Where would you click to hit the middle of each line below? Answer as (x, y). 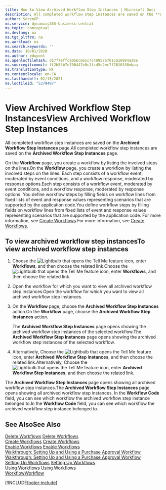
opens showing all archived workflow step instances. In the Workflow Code (82, 393)
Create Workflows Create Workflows (42, 441)
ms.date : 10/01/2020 (26, 51)
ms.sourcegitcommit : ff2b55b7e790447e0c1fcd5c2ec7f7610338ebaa (72, 65)
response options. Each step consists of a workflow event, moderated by (79, 184)
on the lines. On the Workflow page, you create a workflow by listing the (78, 168)
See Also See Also (33, 424)
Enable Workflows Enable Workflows (42, 447)
